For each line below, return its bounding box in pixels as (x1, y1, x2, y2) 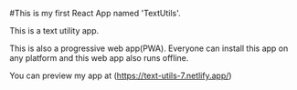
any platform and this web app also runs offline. (9, 53, 189, 63)
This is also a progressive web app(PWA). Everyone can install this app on (9, 43, 289, 54)
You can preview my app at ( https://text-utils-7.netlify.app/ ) (9, 70, 232, 81)
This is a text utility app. (9, 25, 100, 35)
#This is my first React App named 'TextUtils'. (9, 8, 181, 18)
